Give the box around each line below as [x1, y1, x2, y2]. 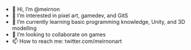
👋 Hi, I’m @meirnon [11, 6, 60, 12]
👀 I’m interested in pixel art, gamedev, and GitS [11, 12, 128, 19]
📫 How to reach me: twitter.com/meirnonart [11, 37, 122, 45]
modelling [11, 24, 37, 32]
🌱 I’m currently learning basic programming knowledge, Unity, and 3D [11, 18, 186, 25]
